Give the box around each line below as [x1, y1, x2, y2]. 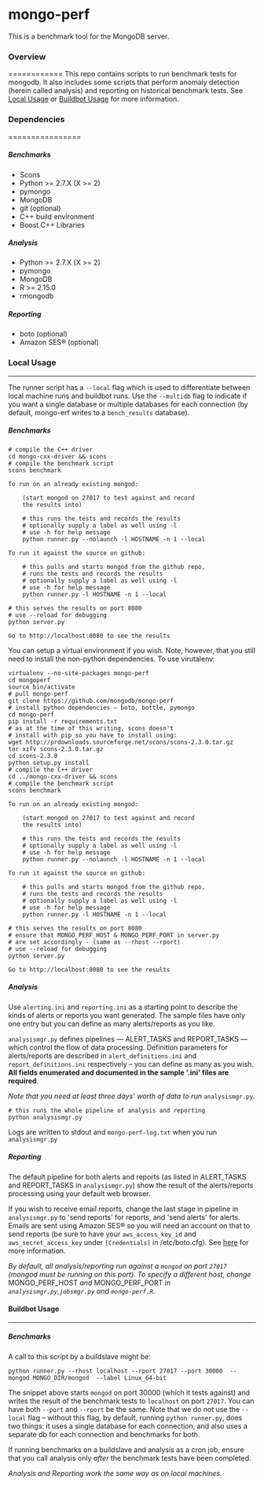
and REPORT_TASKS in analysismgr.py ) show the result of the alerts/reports [8, 1180, 254, 1190]
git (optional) [19, 203, 61, 213]
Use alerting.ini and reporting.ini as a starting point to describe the [8, 1002, 238, 1012]
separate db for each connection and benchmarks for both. [8, 1429, 200, 1439]
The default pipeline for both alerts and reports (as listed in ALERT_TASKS [8, 1172, 247, 1181]
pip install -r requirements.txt [8, 717, 118, 726]
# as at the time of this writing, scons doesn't [8, 724, 174, 732]
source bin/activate [8, 683, 76, 691]
